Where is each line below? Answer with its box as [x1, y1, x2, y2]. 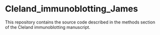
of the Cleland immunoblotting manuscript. [5, 24, 91, 30]
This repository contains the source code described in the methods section [5, 19, 155, 25]
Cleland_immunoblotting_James [5, 3, 138, 14]
